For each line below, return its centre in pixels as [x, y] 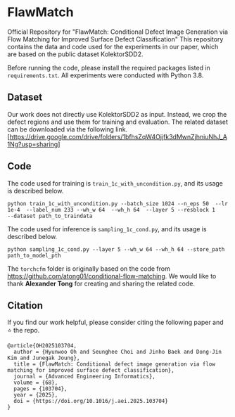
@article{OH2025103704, [42, 346]
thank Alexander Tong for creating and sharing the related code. [101, 283]
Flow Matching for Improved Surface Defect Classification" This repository [115, 39]
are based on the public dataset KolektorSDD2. [75, 54]
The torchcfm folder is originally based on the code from [89, 269]
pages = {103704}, [41, 389]
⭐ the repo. [24, 331]
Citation [25, 306]
